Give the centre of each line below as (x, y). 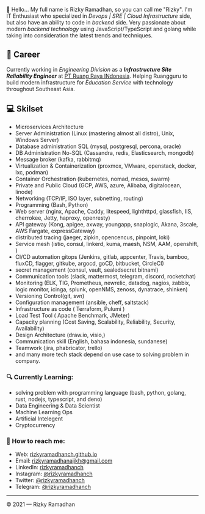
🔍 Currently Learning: (40, 377)
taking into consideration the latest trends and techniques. (79, 35)
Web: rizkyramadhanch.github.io (56, 454)
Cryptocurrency (35, 425)
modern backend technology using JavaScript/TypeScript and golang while (101, 29)
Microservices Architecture (49, 127)
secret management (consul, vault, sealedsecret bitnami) (87, 270)
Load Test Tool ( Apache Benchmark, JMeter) (72, 315)
